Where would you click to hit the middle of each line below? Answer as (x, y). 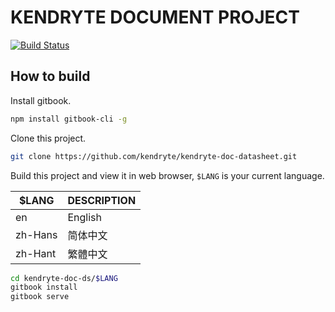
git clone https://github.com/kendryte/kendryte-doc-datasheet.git (154, 156)
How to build (50, 76)
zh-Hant (36, 253)
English (84, 217)
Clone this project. (48, 138)
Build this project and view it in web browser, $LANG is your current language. (167, 175)
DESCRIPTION (102, 200)
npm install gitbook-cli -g (69, 119)
